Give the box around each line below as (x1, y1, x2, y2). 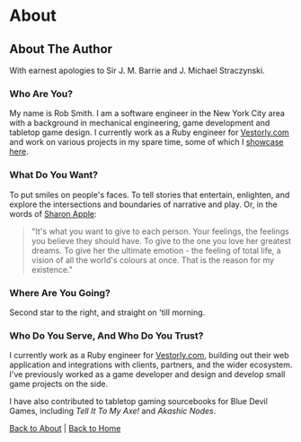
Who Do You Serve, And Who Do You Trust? (9, 329, 204, 342)
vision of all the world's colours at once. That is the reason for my (31, 254, 275, 266)
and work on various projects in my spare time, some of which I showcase (9, 137, 284, 148)
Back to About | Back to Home (9, 423, 121, 434)
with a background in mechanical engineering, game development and (9, 118, 270, 129)
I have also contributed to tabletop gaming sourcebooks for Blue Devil (9, 396, 268, 407)
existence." (31, 264, 74, 275)
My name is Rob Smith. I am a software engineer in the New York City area (9, 108, 286, 119)
